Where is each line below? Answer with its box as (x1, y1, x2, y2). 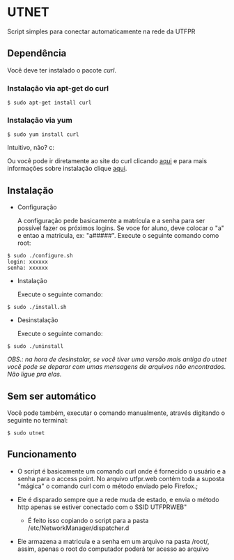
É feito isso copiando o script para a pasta (27, 516, 149, 524)
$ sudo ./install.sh (7, 304, 68, 311)
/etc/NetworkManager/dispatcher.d (27, 524, 130, 532)
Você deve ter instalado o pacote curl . (7, 66, 117, 74)
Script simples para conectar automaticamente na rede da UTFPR (7, 27, 196, 36)
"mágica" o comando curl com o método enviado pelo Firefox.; (17, 482, 198, 490)
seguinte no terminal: (7, 416, 68, 424)
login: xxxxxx (7, 259, 49, 266)
